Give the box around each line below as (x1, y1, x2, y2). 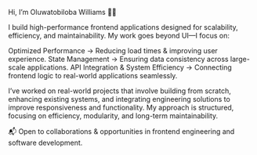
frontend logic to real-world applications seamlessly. (8, 71, 178, 80)
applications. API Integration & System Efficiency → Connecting (27, 63, 233, 72)
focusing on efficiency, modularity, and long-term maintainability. (8, 111, 219, 121)
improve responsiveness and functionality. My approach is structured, (8, 103, 234, 112)
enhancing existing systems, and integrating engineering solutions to (8, 95, 231, 103)
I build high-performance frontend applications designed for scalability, (8, 23, 239, 31)
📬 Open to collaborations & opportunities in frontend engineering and (8, 127, 235, 136)
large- (230, 55, 251, 63)
